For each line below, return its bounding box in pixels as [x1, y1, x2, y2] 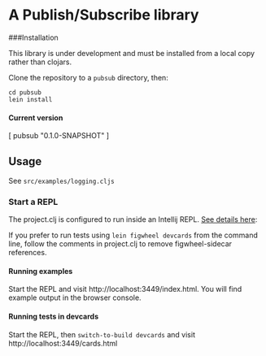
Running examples [8, 266, 73, 276]
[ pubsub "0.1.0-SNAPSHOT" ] [8, 131, 110, 141]
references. [8, 248, 47, 258]
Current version [8, 112, 63, 123]
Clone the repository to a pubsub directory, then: [8, 72, 168, 82]
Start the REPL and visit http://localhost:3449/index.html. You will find [8, 284, 242, 294]
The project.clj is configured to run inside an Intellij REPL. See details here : [8, 215, 258, 224]
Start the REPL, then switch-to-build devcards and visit [8, 329, 195, 339]
